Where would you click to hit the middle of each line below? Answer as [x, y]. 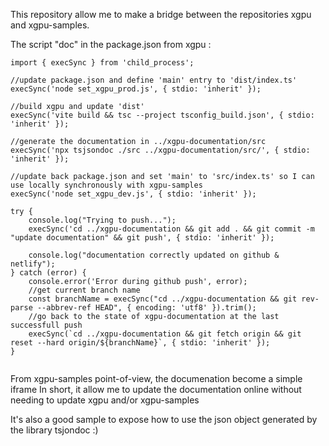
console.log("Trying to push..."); [102, 220]
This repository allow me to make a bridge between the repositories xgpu [161, 14]
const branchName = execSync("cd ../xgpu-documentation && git [163, 299]
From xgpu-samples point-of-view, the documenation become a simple [156, 378]
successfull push [46, 325]
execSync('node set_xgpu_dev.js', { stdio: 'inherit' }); [133, 194]
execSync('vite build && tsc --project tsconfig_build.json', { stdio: [162, 115]
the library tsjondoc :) [54, 430]
